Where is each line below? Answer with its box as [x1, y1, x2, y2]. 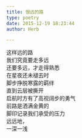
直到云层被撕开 [6, 87, 44, 95]
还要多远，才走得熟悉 [6, 64, 60, 71]
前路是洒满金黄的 [6, 102, 49, 110]
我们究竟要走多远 [6, 56, 49, 64]
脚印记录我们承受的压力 [6, 110, 65, 117]
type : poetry [6, 15, 39, 21]
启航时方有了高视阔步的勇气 [6, 95, 76, 102]
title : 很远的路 [6, 9, 44, 15]
